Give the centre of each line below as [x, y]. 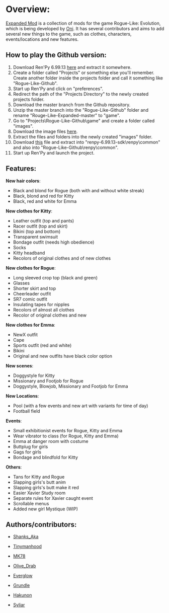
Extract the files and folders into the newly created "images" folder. [83, 136]
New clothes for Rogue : [31, 268]
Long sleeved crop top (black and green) [55, 277]
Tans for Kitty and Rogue [39, 477]
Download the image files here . [45, 131]
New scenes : [20, 365]
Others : [14, 467]
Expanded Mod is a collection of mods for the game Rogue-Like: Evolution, [83, 23]
